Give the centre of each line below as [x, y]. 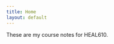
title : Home [21, 12]
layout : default [27, 17]
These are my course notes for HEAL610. [57, 34]
